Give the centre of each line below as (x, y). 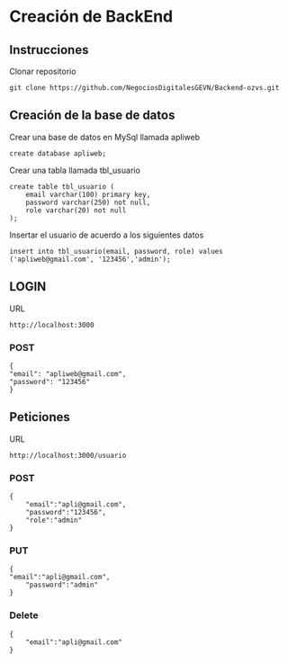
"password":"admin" (62, 585)
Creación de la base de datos (92, 116)
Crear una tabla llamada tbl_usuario (75, 170)
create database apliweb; (58, 153)
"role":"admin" (54, 520)
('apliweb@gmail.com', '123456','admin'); (90, 259)
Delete (24, 615)
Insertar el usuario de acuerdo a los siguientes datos (107, 235)
